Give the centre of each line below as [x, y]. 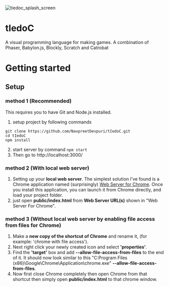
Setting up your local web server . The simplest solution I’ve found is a [86, 179]
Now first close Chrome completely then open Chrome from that [80, 274]
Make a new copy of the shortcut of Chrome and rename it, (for [80, 236]
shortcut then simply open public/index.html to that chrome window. [85, 279]
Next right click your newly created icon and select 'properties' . [80, 247]
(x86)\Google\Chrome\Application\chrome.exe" [62, 263]
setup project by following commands [52, 122]
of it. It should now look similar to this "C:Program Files [70, 258]
